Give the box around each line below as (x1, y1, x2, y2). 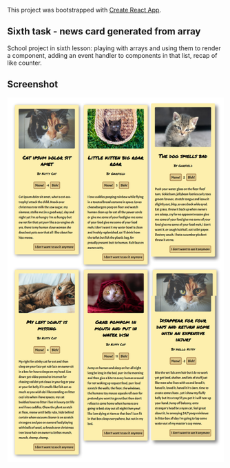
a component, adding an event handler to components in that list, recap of (7, 51, 218, 59)
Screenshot (7, 78, 59, 90)
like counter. (7, 58, 43, 67)
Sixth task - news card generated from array (7, 25, 201, 37)
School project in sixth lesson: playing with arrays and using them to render (7, 44, 222, 52)
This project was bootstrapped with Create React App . (7, 6, 162, 14)
